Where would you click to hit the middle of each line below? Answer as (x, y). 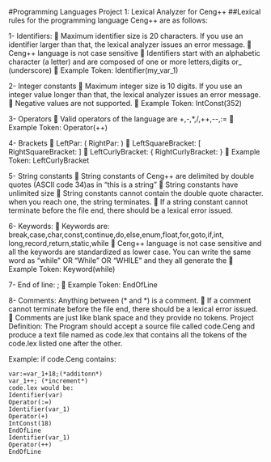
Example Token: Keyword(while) (62, 269)
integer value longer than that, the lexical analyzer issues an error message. (135, 95)
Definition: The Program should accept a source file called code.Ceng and (132, 326)
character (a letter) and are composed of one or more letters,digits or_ (125, 61)
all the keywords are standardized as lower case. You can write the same (130, 252)
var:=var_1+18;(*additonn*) (56, 374)
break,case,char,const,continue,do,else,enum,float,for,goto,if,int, (116, 235)
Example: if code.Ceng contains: (62, 359)
